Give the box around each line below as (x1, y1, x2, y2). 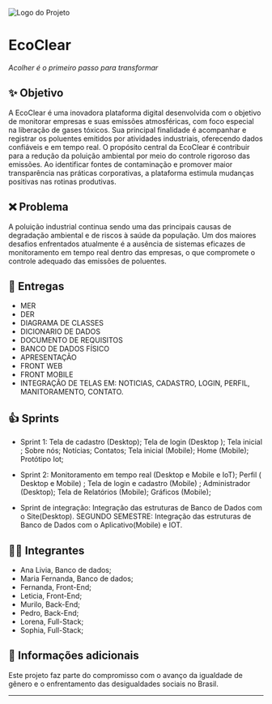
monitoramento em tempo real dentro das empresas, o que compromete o (8, 247, 256, 257)
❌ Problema (8, 200, 69, 214)
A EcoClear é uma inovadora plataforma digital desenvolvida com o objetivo (8, 108, 261, 117)
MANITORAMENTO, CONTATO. (19, 387, 124, 397)
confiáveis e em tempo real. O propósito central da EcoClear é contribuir (8, 142, 250, 151)
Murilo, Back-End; (19, 599, 81, 609)
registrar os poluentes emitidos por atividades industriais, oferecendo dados (8, 134, 263, 143)
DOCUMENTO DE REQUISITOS (19, 335, 123, 345)
